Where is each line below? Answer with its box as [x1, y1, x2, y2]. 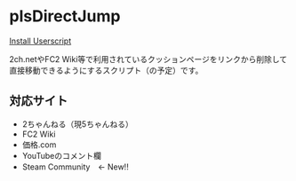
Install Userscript [9, 35, 72, 46]
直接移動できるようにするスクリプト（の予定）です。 [9, 65, 204, 75]
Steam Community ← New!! [21, 161, 129, 172]
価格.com [21, 139, 57, 150]
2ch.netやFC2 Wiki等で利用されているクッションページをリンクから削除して [9, 53, 287, 64]
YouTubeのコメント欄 [21, 150, 102, 161]
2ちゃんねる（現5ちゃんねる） [21, 118, 133, 130]
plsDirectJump [9, 6, 121, 27]
